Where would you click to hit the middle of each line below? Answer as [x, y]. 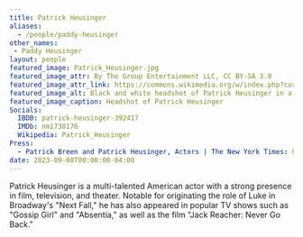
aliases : [26, 26]
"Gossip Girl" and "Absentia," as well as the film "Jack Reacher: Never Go [145, 214]
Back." [22, 224]
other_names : [34, 43]
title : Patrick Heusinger [58, 18]
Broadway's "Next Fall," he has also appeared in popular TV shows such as [149, 205]
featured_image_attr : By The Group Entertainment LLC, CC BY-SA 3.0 [141, 77]
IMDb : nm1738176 [48, 127]
